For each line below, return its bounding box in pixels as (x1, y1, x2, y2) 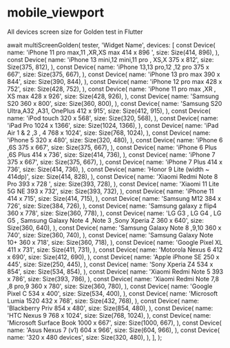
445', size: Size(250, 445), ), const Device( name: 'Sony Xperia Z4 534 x (7, 260, 213, 268)
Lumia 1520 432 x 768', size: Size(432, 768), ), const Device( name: (7, 296, 200, 305)
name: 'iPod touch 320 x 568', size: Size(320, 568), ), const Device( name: (7, 113, 219, 122)
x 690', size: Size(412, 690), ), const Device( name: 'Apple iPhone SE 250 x (7, 252, 220, 261)
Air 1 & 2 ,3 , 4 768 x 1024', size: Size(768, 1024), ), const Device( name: (7, 129, 211, 137)
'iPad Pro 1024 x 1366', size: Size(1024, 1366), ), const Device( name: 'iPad (7, 121, 219, 129)
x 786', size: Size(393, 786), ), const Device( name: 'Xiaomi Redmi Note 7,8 (7, 274, 219, 283)
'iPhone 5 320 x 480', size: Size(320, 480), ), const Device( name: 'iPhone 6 (7, 135, 223, 144)
